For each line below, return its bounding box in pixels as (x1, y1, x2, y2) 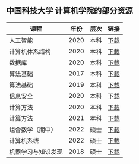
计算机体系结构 (9, 47, 52, 55)
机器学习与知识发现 (9, 147, 64, 156)
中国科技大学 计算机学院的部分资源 (6, 5, 133, 16)
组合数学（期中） (9, 125, 58, 134)
